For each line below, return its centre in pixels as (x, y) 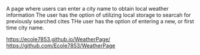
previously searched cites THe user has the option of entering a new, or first (100, 21)
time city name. (25, 27)
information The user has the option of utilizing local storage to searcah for (99, 15)
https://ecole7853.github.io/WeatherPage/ (58, 39)
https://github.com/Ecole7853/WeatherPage (61, 45)
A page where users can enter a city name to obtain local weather (87, 9)
